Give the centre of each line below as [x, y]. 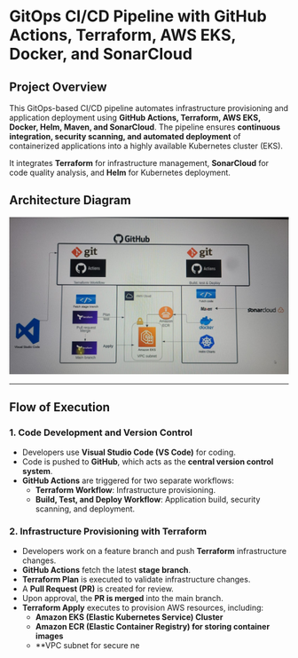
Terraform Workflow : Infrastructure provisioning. [125, 489]
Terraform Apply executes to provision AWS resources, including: [143, 607]
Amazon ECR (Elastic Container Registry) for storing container [153, 626]
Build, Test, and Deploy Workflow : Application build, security [148, 499]
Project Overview [58, 87]
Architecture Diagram [70, 200]
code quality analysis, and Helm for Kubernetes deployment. [120, 172]
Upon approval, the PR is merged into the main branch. [122, 598]
